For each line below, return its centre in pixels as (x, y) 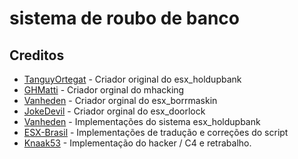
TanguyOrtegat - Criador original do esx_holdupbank (132, 79)
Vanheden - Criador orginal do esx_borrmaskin (120, 100)
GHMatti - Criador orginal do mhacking (104, 90)
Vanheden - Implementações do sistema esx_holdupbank (142, 121)
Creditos (37, 55)
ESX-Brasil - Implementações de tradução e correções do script (156, 132)
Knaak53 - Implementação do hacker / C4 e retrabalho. (137, 143)
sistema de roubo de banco (125, 18)
